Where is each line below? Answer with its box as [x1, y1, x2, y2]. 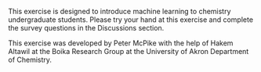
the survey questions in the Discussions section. [8, 23, 165, 32]
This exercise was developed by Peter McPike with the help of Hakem [8, 38, 234, 48]
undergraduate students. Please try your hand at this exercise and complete [8, 15, 253, 24]
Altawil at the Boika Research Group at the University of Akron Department [8, 47, 249, 56]
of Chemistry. [8, 55, 53, 64]
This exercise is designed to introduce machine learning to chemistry [8, 7, 231, 16]
